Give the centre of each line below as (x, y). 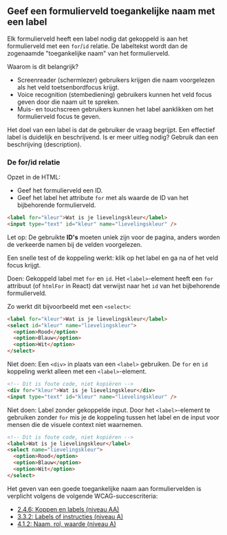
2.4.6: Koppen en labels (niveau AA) (68, 509)
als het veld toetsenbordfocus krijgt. (68, 87)
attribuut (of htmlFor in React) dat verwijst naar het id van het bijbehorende (113, 285)
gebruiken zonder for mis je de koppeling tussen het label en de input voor (113, 417)
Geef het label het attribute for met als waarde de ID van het (103, 198)
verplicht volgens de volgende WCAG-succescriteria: (83, 496)
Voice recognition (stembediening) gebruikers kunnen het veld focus (114, 94)
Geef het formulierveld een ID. (60, 190)
